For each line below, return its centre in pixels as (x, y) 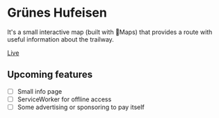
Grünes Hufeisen (57, 13)
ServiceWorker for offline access (64, 99)
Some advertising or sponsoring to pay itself (81, 107)
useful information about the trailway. (61, 39)
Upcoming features (50, 75)
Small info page (40, 91)
